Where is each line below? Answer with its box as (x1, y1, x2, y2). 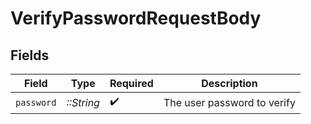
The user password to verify (163, 95, 296, 109)
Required (109, 77, 154, 90)
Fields (10, 47, 50, 64)
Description (201, 77, 258, 90)
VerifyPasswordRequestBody (10, 7, 262, 30)
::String (66, 95, 100, 109)
